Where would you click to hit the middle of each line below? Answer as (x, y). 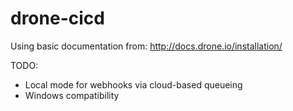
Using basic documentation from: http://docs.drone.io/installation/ (146, 46)
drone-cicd (57, 18)
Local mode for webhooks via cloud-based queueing (133, 84)
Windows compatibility (72, 95)
